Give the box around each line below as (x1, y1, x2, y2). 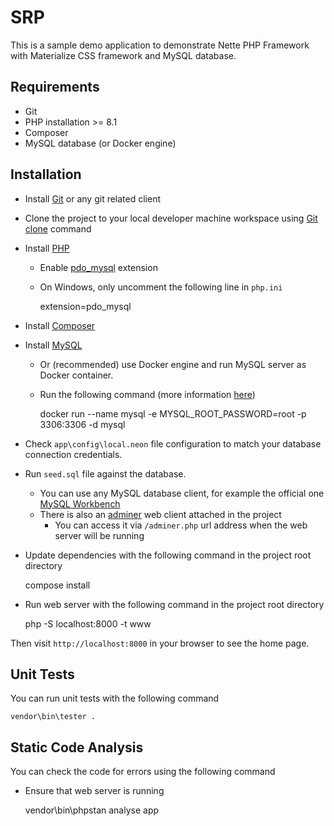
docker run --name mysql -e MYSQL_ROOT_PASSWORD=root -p (39, 407, 307, 420)
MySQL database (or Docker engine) (24, 137, 177, 149)
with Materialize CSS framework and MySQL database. (10, 49, 237, 61)
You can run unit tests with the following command (10, 692, 220, 705)
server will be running (54, 529, 145, 541)
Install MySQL (24, 339, 83, 351)
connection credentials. (24, 448, 123, 460)
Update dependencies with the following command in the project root (24, 549, 312, 561)
